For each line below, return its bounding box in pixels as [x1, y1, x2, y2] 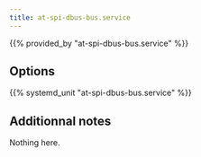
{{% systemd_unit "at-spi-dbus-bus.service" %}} [9, 87, 192, 99]
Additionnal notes [9, 113, 112, 128]
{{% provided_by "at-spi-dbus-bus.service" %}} [9, 38, 189, 48]
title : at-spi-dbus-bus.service [9, 13, 131, 22]
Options [9, 64, 56, 79]
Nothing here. [9, 137, 60, 148]
